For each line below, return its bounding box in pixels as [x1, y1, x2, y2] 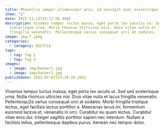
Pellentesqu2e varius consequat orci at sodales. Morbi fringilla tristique [5, 98, 148, 105]
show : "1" [5, 12, 25, 17]
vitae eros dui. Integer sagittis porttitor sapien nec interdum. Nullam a [5, 114, 144, 120]
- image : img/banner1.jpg [9, 66, 62, 71]
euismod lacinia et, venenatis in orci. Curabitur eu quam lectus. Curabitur [5, 109, 152, 115]
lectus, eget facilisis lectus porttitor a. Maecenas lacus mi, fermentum [5, 104, 145, 110]
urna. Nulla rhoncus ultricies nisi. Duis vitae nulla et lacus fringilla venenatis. [5, 93, 158, 99]
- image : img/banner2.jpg [9, 71, 62, 75]
